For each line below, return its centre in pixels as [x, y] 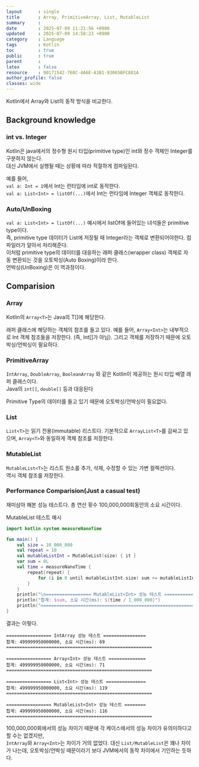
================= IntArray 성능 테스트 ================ [76, 636]
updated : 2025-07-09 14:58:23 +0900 [58, 34]
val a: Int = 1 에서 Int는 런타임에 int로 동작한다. [63, 186]
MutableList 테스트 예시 [34, 517]
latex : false [32, 67]
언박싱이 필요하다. [38, 344]
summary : [24, 23]
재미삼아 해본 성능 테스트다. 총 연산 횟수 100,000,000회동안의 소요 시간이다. [94, 504]
